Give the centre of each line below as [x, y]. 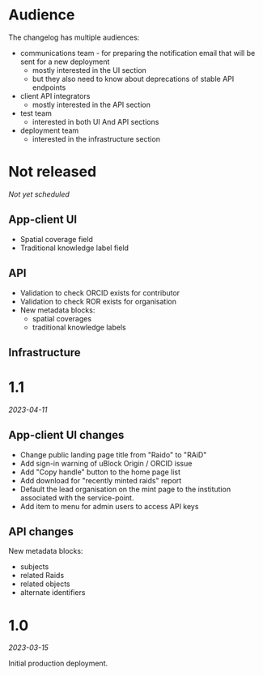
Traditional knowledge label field [74, 248]
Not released [53, 172]
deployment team [49, 130]
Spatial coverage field [56, 239]
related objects [45, 584]
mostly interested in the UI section [89, 70]
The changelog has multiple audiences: [74, 37]
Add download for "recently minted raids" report [101, 480]
